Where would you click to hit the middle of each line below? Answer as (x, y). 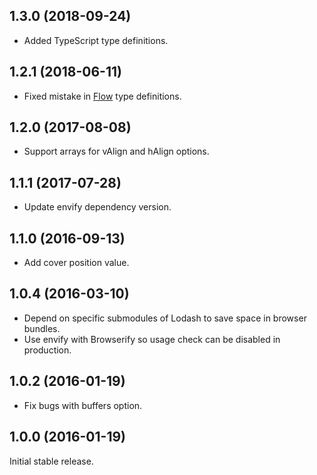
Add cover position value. (76, 263)
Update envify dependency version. (97, 207)
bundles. (42, 328)
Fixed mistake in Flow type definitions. (102, 96)
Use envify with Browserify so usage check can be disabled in (152, 339)
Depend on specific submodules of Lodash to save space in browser (165, 318)
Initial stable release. (51, 461)
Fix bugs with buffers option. (83, 405)
